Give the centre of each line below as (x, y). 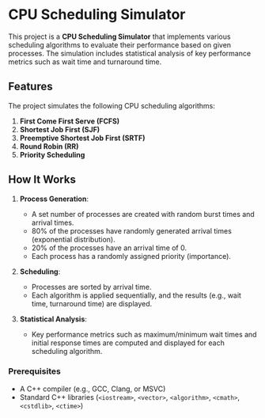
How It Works (42, 180)
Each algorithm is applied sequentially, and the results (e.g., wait (136, 295)
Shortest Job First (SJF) (60, 129)
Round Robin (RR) (49, 146)
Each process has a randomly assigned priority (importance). (131, 256)
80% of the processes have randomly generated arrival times (131, 230)
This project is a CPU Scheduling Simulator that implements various (119, 36)
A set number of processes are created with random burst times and (143, 214)
